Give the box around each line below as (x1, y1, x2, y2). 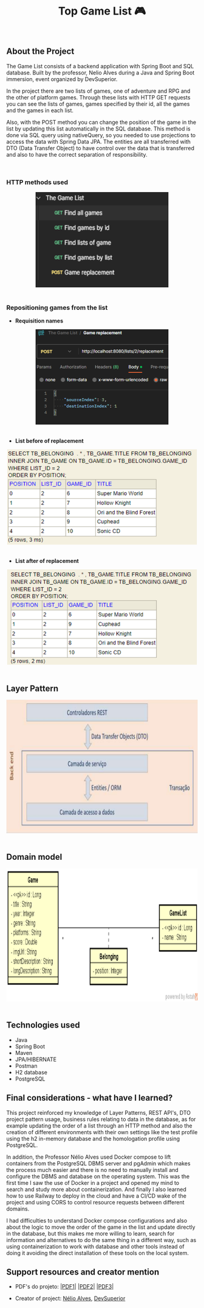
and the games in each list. (6, 107, 74, 114)
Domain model (6, 851, 63, 862)
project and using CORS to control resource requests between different (6, 1198, 185, 1206)
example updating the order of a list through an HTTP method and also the (6, 1122, 192, 1129)
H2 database (15, 1068, 47, 1076)
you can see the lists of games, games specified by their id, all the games (6, 100, 190, 107)
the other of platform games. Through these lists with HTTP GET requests (6, 93, 191, 101)
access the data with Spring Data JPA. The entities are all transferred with (6, 138, 191, 145)
